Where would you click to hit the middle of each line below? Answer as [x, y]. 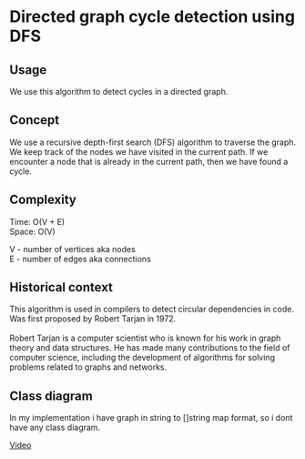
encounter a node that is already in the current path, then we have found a [149, 161]
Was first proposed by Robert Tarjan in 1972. [93, 319]
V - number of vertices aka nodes [73, 249]
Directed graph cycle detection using [152, 17]
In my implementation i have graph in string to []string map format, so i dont [151, 418]
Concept [35, 120]
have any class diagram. [55, 428]
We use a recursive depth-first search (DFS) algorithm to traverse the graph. [153, 142]
